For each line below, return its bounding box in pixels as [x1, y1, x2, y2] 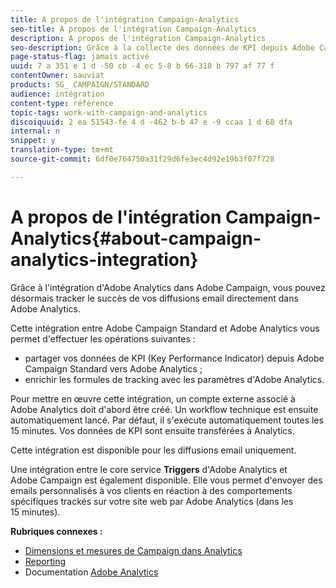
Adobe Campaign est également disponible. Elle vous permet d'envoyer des [10, 474, 323, 486]
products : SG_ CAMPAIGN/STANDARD [10, 80, 150, 90]
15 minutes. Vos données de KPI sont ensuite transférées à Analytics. [10, 424, 295, 436]
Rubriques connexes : [10, 525, 103, 537]
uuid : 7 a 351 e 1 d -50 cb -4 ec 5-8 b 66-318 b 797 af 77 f [10, 61, 275, 71]
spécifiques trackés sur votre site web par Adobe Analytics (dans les [10, 495, 294, 507]
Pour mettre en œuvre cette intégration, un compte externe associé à [10, 392, 296, 405]
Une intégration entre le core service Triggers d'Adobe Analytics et [10, 463, 288, 475]
